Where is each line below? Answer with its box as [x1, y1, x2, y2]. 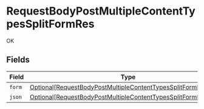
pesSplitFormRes [6, 17, 95, 31]
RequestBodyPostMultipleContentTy [6, 4, 195, 18]
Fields [6, 54, 30, 65]
